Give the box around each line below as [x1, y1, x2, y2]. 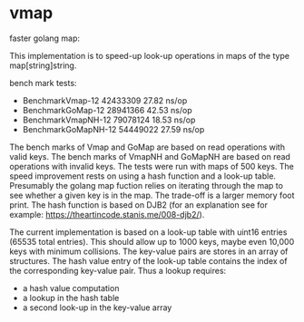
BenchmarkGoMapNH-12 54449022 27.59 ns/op [22, 123, 205, 134]
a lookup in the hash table [22, 292, 120, 303]
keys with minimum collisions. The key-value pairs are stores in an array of [9, 246, 289, 257]
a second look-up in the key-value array [22, 302, 172, 313]
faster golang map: [9, 33, 80, 44]
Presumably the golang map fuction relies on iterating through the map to [9, 180, 284, 190]
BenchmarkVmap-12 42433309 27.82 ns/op [22, 94, 188, 106]
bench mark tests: [9, 77, 77, 88]
